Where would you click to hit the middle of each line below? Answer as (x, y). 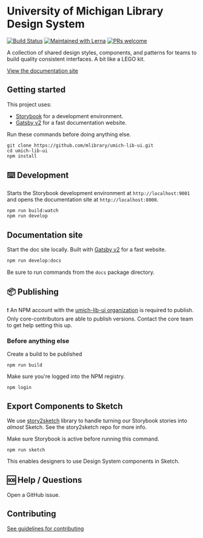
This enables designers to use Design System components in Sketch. (93, 461)
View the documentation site (42, 70)
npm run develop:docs (34, 261)
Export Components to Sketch (65, 406)
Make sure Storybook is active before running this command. (83, 439)
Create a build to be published (45, 354)
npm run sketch (26, 450)
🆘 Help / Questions (45, 480)
